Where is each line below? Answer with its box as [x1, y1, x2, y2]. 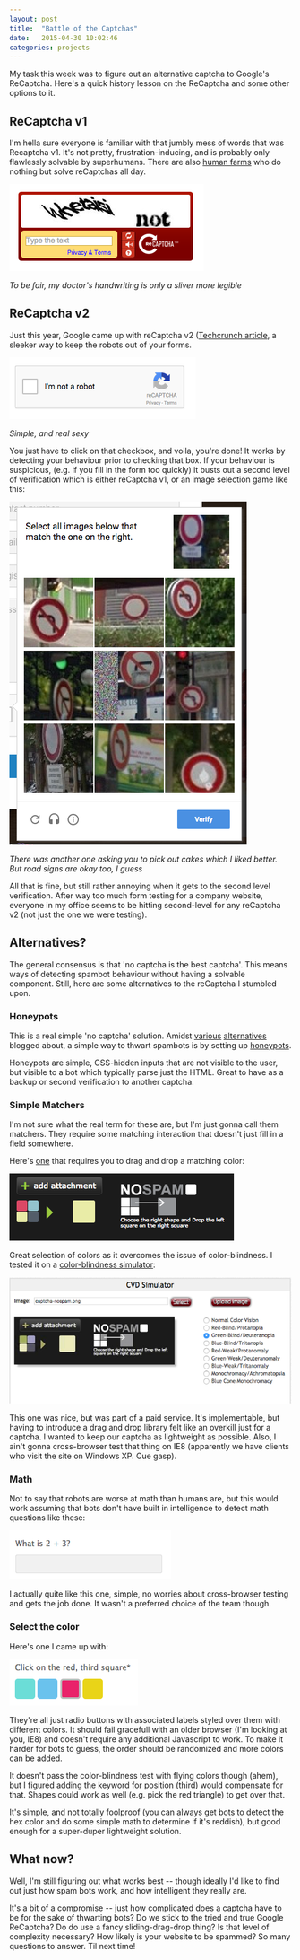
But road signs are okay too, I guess [9, 862, 143, 874]
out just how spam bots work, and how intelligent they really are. [9, 1885, 248, 1895]
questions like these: [9, 1512, 86, 1523]
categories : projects [9, 43, 90, 52]
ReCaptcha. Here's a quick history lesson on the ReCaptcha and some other [9, 78, 290, 89]
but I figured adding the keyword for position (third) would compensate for [9, 1780, 284, 1790]
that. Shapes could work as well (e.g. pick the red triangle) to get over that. [9, 1789, 285, 1799]
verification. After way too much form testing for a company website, [9, 889, 263, 901]
